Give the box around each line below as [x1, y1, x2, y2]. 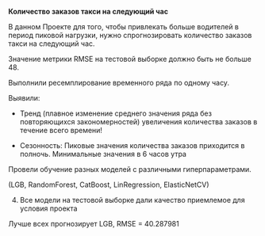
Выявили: [8, 93, 40, 102]
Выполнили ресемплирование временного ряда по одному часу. [8, 78, 230, 87]
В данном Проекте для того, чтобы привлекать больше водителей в [8, 22, 240, 31]
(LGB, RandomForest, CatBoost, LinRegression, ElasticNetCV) [8, 180, 209, 189]
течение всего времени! [19, 126, 103, 135]
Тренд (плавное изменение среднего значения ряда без [19, 108, 213, 118]
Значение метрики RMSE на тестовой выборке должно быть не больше [8, 55, 252, 63]
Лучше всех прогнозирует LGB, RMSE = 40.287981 [8, 219, 180, 228]
